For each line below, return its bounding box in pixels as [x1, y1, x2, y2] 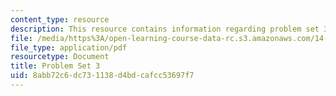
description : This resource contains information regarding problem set [10, 24, 320, 34]
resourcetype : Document [10, 52, 110, 62]
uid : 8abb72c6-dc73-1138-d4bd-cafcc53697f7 [10, 71, 195, 81]
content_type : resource [10, 14, 110, 25]
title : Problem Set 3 [10, 61, 101, 71]
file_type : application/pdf [10, 42, 128, 53]
